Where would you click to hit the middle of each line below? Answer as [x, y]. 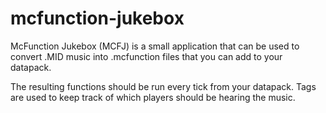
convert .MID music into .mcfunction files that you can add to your [146, 56]
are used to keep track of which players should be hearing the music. [153, 97]
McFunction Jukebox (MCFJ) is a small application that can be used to [155, 46]
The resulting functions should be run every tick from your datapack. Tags [163, 86]
